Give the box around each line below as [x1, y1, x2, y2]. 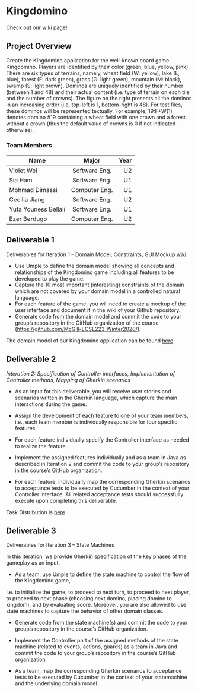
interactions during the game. [14, 400, 87, 408]
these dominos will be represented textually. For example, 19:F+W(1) [6, 107, 173, 114]
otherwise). [6, 126, 34, 133]
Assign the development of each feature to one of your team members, [14, 412, 189, 419]
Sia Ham [9, 177, 33, 185]
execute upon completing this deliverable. [14, 497, 117, 504]
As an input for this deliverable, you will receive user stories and [14, 388, 171, 395]
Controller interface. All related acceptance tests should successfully [14, 490, 184, 497]
